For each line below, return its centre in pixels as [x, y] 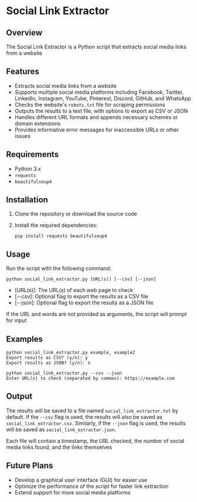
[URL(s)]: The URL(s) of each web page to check [74, 290]
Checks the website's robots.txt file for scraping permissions [90, 104]
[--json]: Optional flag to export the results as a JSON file [84, 303]
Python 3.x [28, 169]
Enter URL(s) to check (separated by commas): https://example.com [91, 379]
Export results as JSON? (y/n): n [49, 363]
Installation [27, 200]
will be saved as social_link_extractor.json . [61, 429]
